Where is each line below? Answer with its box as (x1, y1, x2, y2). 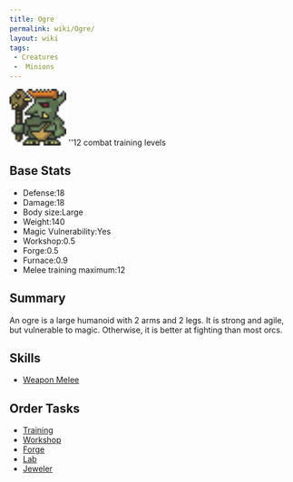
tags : (9, 43, 30, 53)
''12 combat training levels (67, 137, 166, 148)
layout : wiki (9, 34, 59, 43)
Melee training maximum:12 (22, 264, 126, 275)
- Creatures (13, 53, 59, 63)
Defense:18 (22, 187, 65, 198)
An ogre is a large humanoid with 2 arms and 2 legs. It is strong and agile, (9, 314, 284, 325)
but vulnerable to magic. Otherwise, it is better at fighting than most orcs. (9, 324, 283, 335)
